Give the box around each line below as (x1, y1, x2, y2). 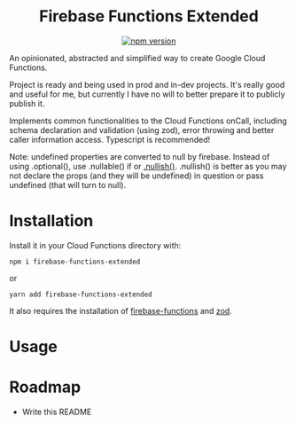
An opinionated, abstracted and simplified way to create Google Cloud (9, 52, 266, 63)
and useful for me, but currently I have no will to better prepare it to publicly (9, 89, 285, 99)
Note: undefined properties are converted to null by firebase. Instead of (9, 151, 270, 161)
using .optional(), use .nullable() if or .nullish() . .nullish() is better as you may (9, 161, 287, 171)
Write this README (21, 406, 92, 417)
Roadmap (9, 377, 82, 397)
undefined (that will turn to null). (9, 179, 127, 190)
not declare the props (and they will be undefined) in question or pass (9, 170, 264, 181)
